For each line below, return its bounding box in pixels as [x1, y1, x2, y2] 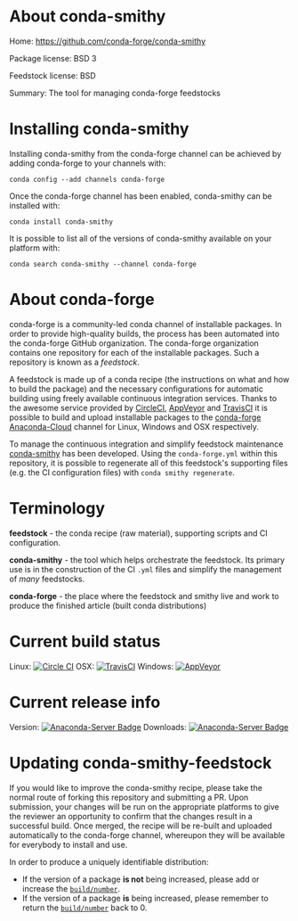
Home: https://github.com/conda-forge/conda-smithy [9, 36, 206, 46]
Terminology [9, 498, 105, 518]
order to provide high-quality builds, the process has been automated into [9, 328, 280, 339]
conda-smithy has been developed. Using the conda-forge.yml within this [9, 448, 278, 458]
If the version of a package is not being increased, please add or [21, 874, 260, 884]
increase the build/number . [21, 883, 121, 893]
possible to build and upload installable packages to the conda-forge [9, 412, 262, 423]
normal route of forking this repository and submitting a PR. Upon [9, 792, 249, 802]
